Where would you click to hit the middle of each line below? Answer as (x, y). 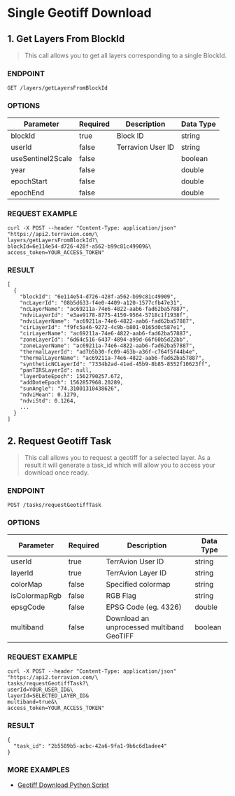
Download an (128, 618)
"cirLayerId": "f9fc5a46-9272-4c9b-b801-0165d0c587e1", (103, 328)
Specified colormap (138, 584)
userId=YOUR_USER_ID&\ (40, 690)
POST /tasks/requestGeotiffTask (54, 505)
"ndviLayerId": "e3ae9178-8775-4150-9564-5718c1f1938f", (105, 315)
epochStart (29, 181)
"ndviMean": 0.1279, (50, 395)
